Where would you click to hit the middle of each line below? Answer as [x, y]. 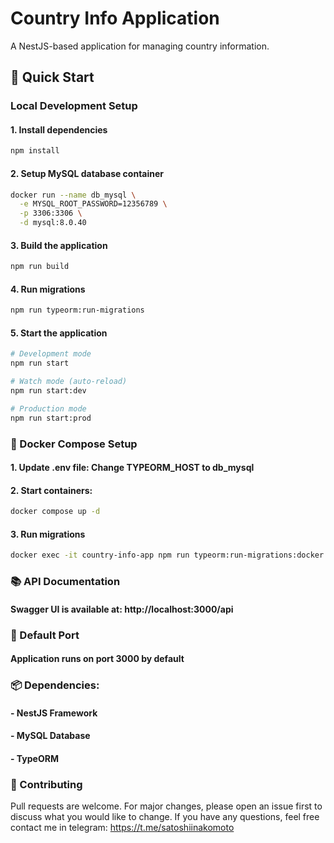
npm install [35, 151]
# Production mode [48, 408]
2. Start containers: [51, 490]
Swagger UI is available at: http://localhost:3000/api [122, 609]
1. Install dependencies [59, 129]
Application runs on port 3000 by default [97, 659]
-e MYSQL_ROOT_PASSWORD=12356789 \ [93, 204]
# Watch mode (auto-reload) [69, 382]
